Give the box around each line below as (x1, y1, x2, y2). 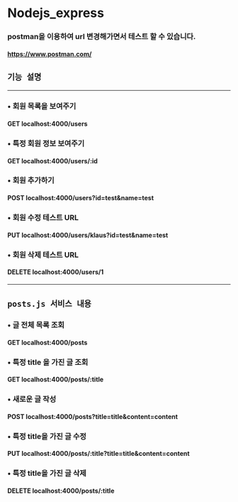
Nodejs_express (7, 5, 105, 21)
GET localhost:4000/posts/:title (7, 375, 104, 384)
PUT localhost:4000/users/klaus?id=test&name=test (7, 231, 169, 239)
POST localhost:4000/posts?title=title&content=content (7, 412, 178, 420)
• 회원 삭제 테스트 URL (7, 250, 79, 260)
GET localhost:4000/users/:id (7, 156, 98, 165)
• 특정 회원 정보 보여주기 (7, 138, 85, 148)
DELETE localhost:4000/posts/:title (7, 486, 115, 495)
